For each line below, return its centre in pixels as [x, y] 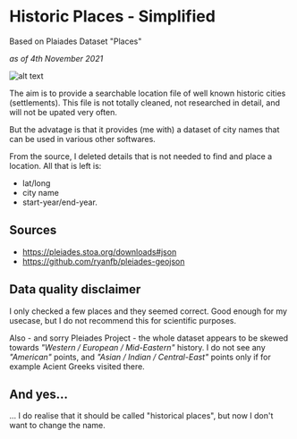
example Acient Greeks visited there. [77, 366]
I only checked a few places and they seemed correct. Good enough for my [148, 311]
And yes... [39, 394]
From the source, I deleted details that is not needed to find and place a [141, 156]
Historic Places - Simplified [113, 17]
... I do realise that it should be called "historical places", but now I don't [141, 416]
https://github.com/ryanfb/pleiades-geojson [103, 261]
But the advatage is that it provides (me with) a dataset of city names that [144, 129]
